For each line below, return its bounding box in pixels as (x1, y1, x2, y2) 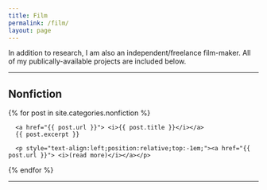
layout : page (8, 26, 52, 34)
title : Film (8, 11, 48, 20)
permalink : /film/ (8, 19, 69, 27)
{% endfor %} (8, 165, 54, 175)
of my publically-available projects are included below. (8, 56, 187, 66)
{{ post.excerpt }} (15, 130, 80, 139)
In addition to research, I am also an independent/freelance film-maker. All (8, 48, 251, 58)
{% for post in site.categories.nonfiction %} (8, 108, 151, 118)
